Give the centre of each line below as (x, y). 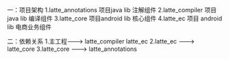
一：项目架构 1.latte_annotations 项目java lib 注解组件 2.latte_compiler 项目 (112, 10)
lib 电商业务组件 (29, 27)
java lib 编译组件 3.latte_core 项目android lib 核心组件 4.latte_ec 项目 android (115, 18)
